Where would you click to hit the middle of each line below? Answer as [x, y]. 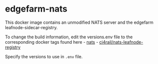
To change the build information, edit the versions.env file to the [69, 37]
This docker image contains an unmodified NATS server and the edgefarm [79, 22]
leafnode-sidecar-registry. [32, 27]
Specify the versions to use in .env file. [44, 56]
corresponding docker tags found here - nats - [52, 42]
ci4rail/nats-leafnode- [121, 42]
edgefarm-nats [36, 9]
